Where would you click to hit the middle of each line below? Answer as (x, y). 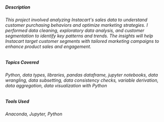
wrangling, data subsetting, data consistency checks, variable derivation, (82, 80)
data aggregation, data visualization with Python (56, 85)
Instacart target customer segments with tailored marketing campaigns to (82, 41)
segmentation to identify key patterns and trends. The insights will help (79, 36)
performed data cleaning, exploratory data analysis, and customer (75, 30)
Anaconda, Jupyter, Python (34, 114)
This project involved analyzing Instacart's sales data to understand (76, 20)
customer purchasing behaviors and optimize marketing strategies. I (76, 25)
